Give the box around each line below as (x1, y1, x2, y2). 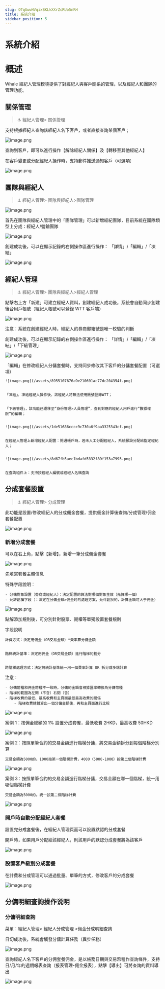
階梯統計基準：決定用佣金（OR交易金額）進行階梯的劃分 (5, 652, 101, 657)
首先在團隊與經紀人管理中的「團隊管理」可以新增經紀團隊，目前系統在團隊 (5, 218, 156, 223)
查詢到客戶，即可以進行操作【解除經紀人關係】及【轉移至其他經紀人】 (5, 147, 147, 153)
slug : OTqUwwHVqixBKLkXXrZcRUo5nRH (5, 7, 78, 12)
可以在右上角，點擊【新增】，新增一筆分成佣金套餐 (5, 551, 107, 557)
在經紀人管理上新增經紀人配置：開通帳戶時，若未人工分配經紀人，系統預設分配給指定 (5, 438, 151, 443)
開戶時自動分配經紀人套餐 (5, 814, 66, 821)
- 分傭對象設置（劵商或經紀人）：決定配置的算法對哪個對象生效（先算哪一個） (5, 592, 139, 597)
